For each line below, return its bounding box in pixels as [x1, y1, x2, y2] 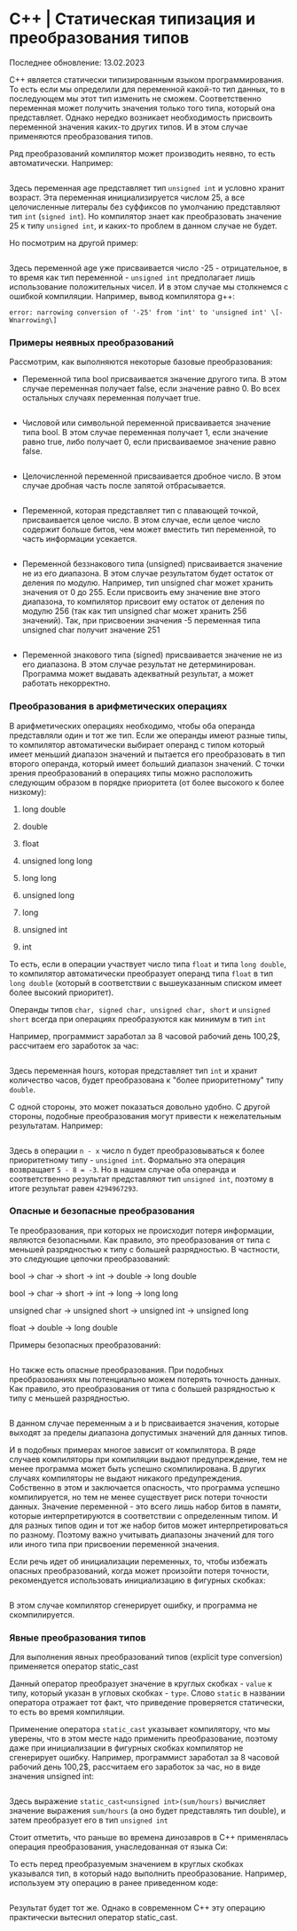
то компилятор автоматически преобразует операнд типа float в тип [9, 968, 273, 979]
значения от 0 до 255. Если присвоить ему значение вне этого [21, 587, 261, 598]
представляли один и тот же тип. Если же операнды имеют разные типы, [9, 729, 288, 741]
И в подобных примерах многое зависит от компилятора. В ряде [9, 1444, 256, 1455]
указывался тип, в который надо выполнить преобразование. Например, [9, 1868, 287, 1879]
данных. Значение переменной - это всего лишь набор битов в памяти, [9, 1501, 282, 1512]
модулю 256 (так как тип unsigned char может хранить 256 [21, 606, 247, 616]
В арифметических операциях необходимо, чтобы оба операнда [9, 720, 255, 731]
